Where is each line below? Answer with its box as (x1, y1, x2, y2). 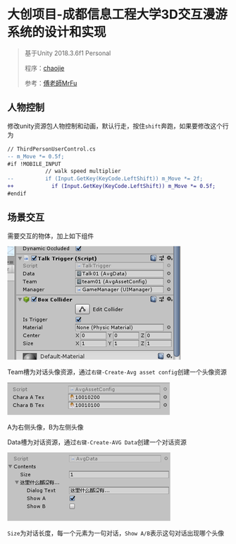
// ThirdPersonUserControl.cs (7, 146, 97, 153)
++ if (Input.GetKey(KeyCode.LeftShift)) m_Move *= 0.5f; (7, 183, 216, 190)
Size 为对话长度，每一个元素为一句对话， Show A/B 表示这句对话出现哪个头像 (7, 528, 224, 537)
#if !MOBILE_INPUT (7, 160, 61, 167)
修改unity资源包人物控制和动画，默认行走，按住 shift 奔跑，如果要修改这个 (7, 122, 223, 130)
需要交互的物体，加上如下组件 (7, 231, 94, 240)
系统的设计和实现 (7, 24, 107, 40)
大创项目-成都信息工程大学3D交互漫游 (7, 6, 228, 23)
